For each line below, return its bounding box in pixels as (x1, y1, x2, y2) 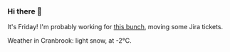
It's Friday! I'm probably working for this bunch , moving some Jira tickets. (7, 23, 224, 31)
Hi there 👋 (7, 6, 43, 16)
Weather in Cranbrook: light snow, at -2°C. (7, 36, 132, 45)
